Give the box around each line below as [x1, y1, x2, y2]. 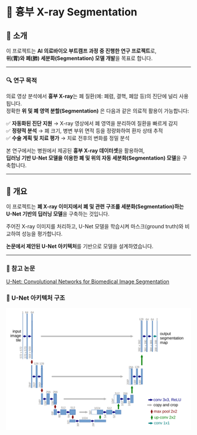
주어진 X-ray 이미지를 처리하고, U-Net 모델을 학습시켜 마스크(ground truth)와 [6, 223, 184, 230]
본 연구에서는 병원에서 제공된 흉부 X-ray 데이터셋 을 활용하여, [6, 147, 145, 154]
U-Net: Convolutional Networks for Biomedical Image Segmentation [6, 278, 170, 285]
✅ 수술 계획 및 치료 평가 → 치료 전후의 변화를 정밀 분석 [6, 135, 130, 142]
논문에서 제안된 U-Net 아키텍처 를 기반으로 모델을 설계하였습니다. [6, 243, 154, 250]
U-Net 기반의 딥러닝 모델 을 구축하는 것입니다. [6, 210, 110, 218]
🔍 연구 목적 [6, 76, 37, 84]
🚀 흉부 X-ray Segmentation [6, 5, 138, 19]
